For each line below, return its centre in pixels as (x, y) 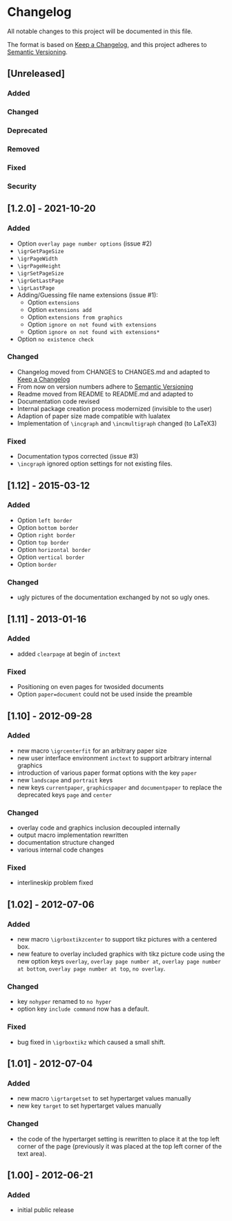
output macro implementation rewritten (73, 835)
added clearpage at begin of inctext (69, 654)
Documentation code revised (58, 401)
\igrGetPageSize (40, 251)
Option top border (43, 542)
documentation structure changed (66, 843)
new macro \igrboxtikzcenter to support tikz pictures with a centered (117, 939)
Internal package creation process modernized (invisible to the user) (115, 408)
